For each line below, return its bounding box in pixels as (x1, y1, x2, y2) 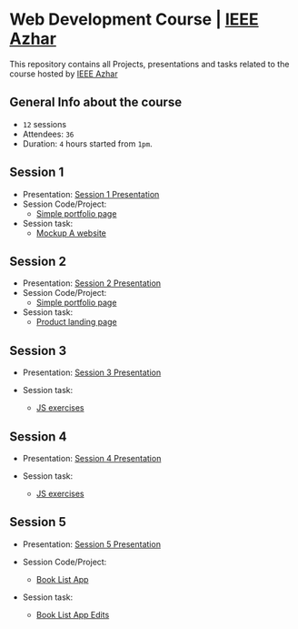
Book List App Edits (35, 609, 110, 620)
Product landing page (35, 317, 117, 328)
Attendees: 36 (22, 128, 74, 139)
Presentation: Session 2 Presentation (22, 278, 162, 289)
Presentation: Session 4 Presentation (22, 453, 162, 463)
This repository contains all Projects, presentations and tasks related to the (9, 58, 290, 69)
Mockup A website (35, 228, 107, 238)
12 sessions (22, 118, 66, 129)
